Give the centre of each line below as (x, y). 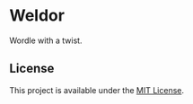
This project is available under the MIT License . (97, 90)
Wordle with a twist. (46, 40)
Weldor (37, 16)
